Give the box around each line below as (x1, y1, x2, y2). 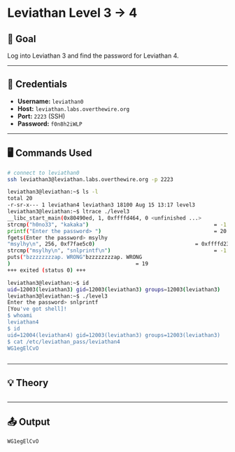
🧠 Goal (7, 33, 36, 45)
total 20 (7, 195, 33, 202)
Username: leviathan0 (17, 97, 84, 105)
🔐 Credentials (7, 79, 68, 91)
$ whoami (7, 312, 33, 319)
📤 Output (7, 416, 50, 427)
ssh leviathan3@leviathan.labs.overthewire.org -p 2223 (7, 175, 173, 183)
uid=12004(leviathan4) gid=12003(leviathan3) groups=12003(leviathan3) (7, 331, 220, 338)
